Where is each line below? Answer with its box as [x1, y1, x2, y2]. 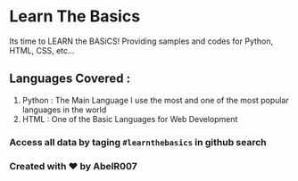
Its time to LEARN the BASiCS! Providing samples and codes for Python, [9, 36, 274, 46]
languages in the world [21, 104, 107, 115]
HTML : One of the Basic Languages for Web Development [21, 113, 238, 124]
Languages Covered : [9, 71, 131, 86]
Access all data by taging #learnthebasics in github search [9, 136, 267, 148]
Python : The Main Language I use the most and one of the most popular [21, 95, 289, 105]
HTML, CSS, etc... [9, 45, 75, 55]
